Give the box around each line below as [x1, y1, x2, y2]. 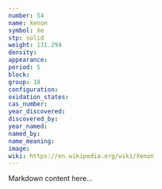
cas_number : [8, 100, 48, 108]
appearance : [8, 56, 48, 64]
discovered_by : [8, 115, 59, 123]
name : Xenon [8, 19, 48, 27]
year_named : [8, 122, 48, 130]
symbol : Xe [8, 26, 44, 34]
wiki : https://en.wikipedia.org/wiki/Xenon [8, 152, 155, 160]
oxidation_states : [8, 93, 69, 101]
